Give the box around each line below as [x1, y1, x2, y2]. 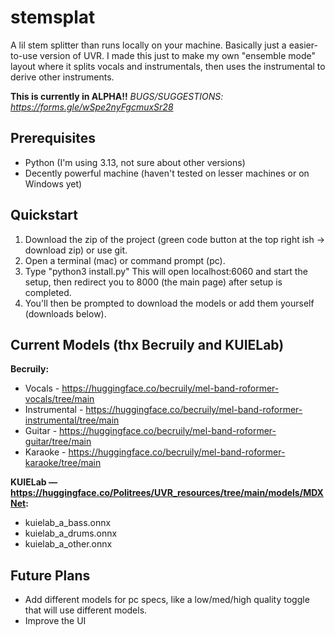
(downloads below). [24, 307, 107, 320]
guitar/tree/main [24, 436, 92, 448]
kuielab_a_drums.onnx [24, 527, 118, 540]
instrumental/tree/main [24, 414, 120, 426]
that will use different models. [24, 604, 148, 616]
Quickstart [10, 207, 79, 224]
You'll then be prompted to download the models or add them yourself [24, 297, 315, 309]
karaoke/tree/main [24, 457, 102, 469]
